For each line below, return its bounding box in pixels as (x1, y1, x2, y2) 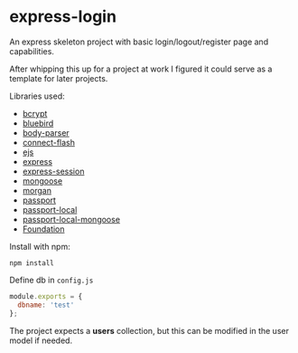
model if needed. (9, 335, 73, 346)
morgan (22, 185, 52, 196)
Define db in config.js (9, 274, 94, 285)
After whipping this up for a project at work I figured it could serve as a (9, 63, 273, 74)
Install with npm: (9, 241, 70, 252)
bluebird (22, 118, 54, 129)
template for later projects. (9, 72, 108, 83)
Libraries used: (9, 91, 65, 101)
